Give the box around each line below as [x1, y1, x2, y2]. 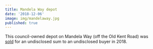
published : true [5, 20, 38, 25]
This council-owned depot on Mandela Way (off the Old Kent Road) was [5, 34, 149, 39]
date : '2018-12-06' [5, 12, 45, 16]
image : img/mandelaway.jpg [5, 16, 60, 21]
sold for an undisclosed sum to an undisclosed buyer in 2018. [5, 39, 127, 45]
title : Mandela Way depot [5, 7, 57, 12]
